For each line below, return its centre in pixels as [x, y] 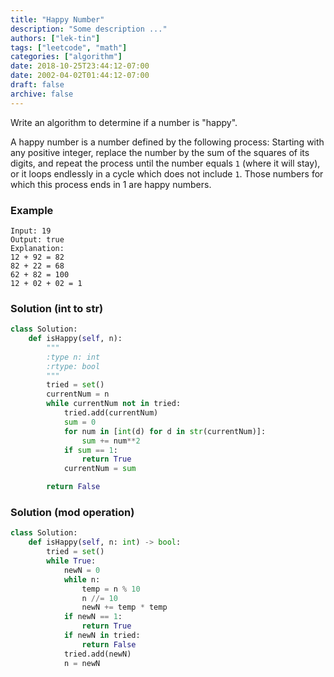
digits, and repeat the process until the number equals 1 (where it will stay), [165, 163]
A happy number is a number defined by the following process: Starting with [167, 142]
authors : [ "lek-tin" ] [55, 38]
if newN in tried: [102, 636]
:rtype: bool [73, 366]
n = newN [82, 663]
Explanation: [37, 248]
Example [32, 210]
